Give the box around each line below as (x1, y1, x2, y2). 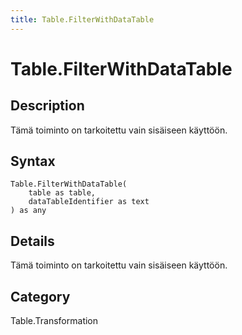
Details (10, 232, 55, 250)
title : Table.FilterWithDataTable (10, 14, 155, 25)
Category (10, 288, 71, 305)
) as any (10, 206, 47, 216)
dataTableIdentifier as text (28, 197, 150, 207)
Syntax (10, 153, 56, 170)
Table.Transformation (10, 315, 99, 327)
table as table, (28, 188, 97, 198)
